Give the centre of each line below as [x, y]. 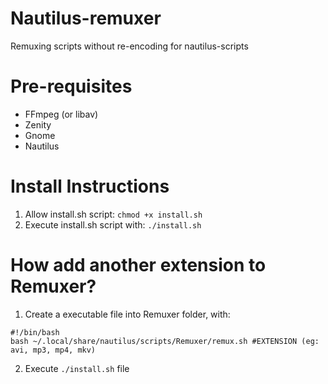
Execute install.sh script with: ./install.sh [113, 224]
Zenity [38, 124]
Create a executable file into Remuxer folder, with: [127, 314]
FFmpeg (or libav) [61, 114]
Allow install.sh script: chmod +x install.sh [113, 214]
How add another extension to [138, 265]
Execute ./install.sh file [77, 368]
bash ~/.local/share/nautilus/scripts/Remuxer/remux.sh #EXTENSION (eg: [165, 341]
